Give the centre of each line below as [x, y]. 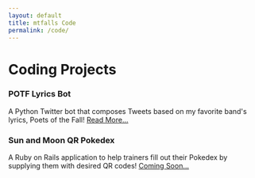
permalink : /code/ [39, 30]
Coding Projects [62, 69]
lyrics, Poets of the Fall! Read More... [68, 119]
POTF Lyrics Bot [40, 94]
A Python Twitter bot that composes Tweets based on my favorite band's [128, 111]
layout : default [35, 15]
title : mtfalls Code [42, 23]
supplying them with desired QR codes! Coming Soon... [99, 166]
